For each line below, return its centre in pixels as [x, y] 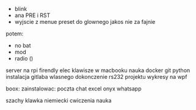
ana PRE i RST [32, 15]
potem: [15, 34]
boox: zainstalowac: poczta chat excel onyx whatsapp [74, 89]
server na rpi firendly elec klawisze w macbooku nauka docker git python [98, 70]
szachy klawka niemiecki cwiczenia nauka [59, 101]
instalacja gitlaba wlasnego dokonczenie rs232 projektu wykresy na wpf [96, 77]
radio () [24, 58]
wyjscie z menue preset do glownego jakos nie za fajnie [85, 22]
